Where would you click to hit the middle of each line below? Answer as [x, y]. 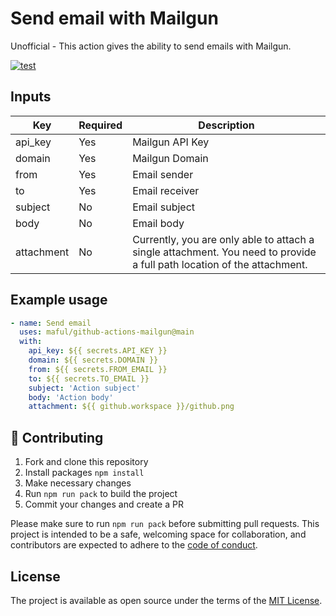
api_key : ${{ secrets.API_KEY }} [98, 351]
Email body [158, 223]
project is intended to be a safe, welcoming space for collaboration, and [158, 534]
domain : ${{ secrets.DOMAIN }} [93, 360]
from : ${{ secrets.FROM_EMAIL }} [98, 369]
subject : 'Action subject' [84, 388]
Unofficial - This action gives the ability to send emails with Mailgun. [151, 46]
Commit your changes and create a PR [104, 504]
